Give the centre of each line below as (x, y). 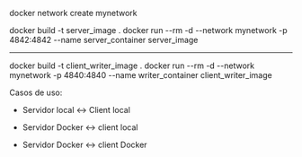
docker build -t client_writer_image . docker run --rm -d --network (132, 65)
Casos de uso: (36, 92)
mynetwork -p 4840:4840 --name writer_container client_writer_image (141, 75)
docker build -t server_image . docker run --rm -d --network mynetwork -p (148, 30)
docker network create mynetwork (73, 13)
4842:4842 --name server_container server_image (104, 40)
